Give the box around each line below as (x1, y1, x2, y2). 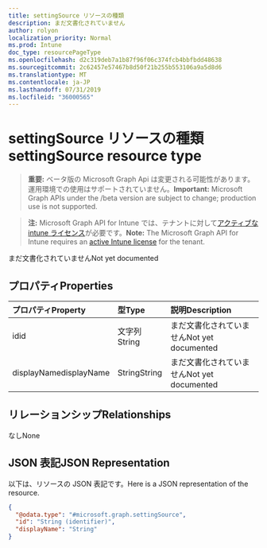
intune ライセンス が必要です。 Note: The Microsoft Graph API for (27, 228, 239, 238)
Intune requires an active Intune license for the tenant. (27, 237, 205, 247)
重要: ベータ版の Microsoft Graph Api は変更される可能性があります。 (27, 174, 255, 184)
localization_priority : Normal (8, 33, 112, 42)
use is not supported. (27, 202, 98, 212)
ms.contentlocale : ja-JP (8, 78, 91, 86)
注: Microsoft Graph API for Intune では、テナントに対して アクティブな (27, 218, 259, 227)
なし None (8, 430, 41, 440)
